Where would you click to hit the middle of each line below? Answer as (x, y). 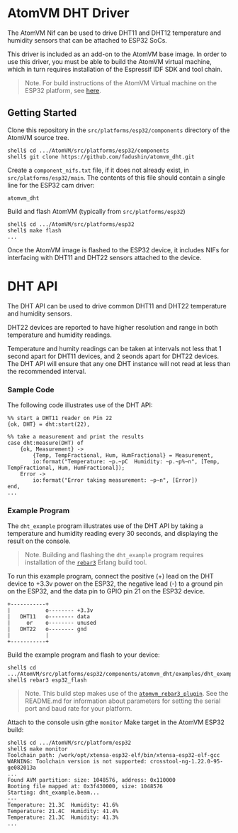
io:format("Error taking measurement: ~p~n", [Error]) (115, 480)
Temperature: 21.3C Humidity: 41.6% (63, 805)
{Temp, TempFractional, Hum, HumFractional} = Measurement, (123, 455)
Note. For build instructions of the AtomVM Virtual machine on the (121, 82)
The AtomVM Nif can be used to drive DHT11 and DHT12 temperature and (114, 33)
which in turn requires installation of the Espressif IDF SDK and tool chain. (115, 69)
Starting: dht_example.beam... (53, 793)
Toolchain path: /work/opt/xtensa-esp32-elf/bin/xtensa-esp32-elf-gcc (114, 756)
